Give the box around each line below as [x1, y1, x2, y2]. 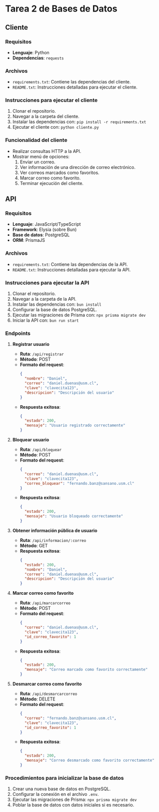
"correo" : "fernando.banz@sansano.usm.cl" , [24, 715, 116, 720]
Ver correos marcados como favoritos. [19, 169, 99, 175]
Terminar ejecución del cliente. [19, 180, 84, 186]
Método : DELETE [19, 696, 56, 702]
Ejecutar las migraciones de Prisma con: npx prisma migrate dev [12, 312, 146, 318]
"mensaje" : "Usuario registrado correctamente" [24, 423, 126, 428]
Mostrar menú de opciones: [12, 153, 70, 159]
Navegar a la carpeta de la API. [12, 296, 76, 302]
